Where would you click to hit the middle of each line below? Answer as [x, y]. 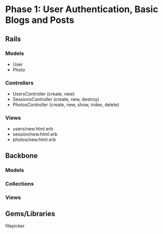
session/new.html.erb [35, 134]
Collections [20, 184]
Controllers [19, 83]
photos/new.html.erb [34, 140]
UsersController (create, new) [44, 94]
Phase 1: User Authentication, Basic [82, 9]
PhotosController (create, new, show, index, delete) [66, 105]
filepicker [15, 226]
